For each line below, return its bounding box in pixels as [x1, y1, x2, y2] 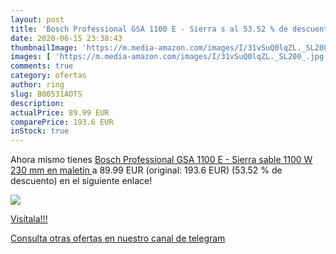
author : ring [10, 80, 65, 90]
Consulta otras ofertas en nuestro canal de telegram [10, 232, 226, 245]
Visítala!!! [10, 213, 48, 225]
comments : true [10, 61, 74, 71]
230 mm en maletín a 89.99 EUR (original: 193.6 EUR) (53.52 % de [10, 164, 283, 176]
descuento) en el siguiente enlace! [10, 175, 153, 187]
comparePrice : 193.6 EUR [10, 117, 114, 127]
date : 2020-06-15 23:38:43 [10, 33, 123, 43]
